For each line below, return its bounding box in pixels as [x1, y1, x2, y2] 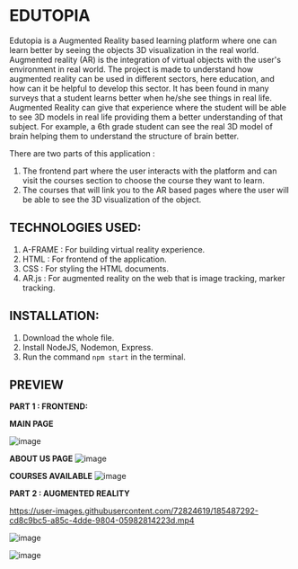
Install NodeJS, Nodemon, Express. [22, 342, 154, 352]
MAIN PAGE [9, 419, 54, 430]
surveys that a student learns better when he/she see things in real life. [9, 92, 272, 103]
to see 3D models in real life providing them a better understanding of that [9, 111, 284, 122]
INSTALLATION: [9, 308, 101, 324]
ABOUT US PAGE [9, 453, 74, 464]
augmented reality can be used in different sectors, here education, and [9, 73, 276, 84]
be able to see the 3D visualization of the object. [22, 194, 202, 205]
